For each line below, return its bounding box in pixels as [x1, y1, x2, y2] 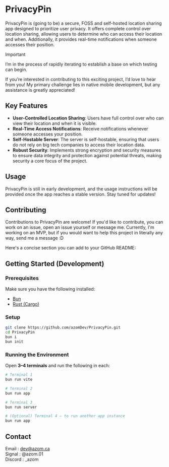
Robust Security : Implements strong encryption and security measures [12, 147, 161, 153]
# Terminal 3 [5, 399, 33, 405]
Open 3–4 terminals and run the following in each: [5, 363, 110, 369]
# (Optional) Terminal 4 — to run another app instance [5, 414, 125, 419]
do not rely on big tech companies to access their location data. [12, 142, 145, 148]
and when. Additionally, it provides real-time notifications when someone [5, 36, 157, 42]
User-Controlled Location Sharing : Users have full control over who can [12, 115, 164, 121]
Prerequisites [5, 275, 39, 282]
